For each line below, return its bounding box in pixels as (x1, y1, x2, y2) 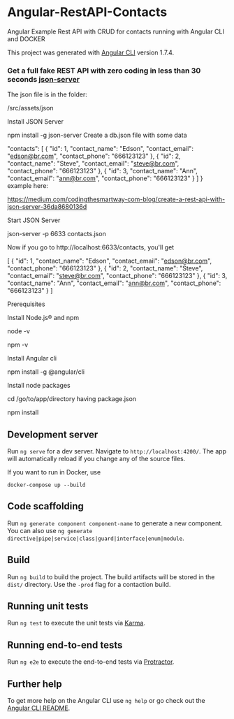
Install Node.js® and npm (7, 314, 80, 322)
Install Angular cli (7, 354, 57, 363)
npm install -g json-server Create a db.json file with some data (7, 131, 187, 140)
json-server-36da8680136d (7, 203, 87, 211)
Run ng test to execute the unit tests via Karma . (7, 619, 145, 627)
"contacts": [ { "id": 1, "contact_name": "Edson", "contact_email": (7, 145, 194, 153)
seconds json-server (7, 74, 80, 84)
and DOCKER (7, 34, 45, 43)
